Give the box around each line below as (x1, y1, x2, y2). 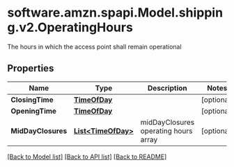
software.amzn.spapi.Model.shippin (7, 5, 224, 21)
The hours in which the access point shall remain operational (7, 42, 182, 51)
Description (147, 83, 187, 93)
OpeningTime (10, 106, 57, 116)
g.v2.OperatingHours (7, 19, 134, 35)
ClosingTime (10, 95, 54, 105)
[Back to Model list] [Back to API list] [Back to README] (7, 152, 167, 161)
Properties (7, 62, 54, 74)
